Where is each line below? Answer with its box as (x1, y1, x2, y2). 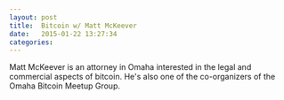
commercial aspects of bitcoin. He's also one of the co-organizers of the (9, 72, 276, 82)
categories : (9, 37, 53, 47)
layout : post (9, 12, 58, 22)
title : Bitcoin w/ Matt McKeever (9, 21, 138, 30)
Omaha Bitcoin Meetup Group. (9, 81, 120, 91)
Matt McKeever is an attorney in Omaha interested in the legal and (9, 62, 252, 73)
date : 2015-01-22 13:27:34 (9, 29, 118, 38)
